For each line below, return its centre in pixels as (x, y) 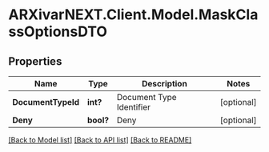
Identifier (133, 107)
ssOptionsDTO (58, 32)
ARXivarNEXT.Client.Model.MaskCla (133, 15)
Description (165, 84)
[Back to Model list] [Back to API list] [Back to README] (100, 140)
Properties (35, 61)
